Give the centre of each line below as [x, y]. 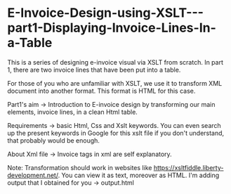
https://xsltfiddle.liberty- [189, 167]
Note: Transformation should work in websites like [80, 167]
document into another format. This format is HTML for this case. [101, 91]
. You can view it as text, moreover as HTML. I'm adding [139, 175]
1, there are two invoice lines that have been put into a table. [94, 70]
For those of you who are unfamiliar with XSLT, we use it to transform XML [115, 83]
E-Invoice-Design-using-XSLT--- [105, 13]
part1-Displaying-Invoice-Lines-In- [112, 28]
